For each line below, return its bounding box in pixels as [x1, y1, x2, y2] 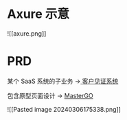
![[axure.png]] [7, 29, 47, 38]
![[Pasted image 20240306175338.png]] [7, 105, 122, 113]
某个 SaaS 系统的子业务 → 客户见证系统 [7, 77, 119, 85]
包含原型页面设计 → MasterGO [7, 91, 94, 99]
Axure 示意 [7, 6, 70, 22]
